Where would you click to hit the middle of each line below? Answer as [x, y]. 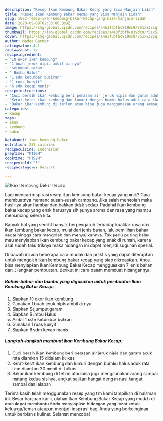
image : [12, 28]
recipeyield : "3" [23, 163]
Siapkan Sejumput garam [37, 309]
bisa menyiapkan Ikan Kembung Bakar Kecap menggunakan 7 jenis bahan [79, 265]
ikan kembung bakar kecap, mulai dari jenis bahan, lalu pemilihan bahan [77, 230]
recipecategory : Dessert [30, 167]
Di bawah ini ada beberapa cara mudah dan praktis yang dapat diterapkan [79, 255]
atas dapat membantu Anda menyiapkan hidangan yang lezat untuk [72, 404]
